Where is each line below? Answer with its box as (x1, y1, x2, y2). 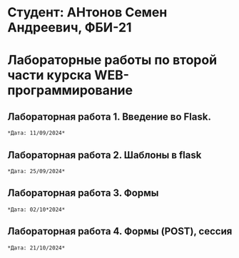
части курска (7, 67, 92, 83)
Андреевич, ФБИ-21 (7, 19, 132, 36)
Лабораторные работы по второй (7, 52, 218, 68)
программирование (7, 83, 133, 98)
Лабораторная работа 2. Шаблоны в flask (7, 149, 202, 161)
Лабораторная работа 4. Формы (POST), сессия (7, 225, 233, 237)
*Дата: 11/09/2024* (7, 130, 66, 137)
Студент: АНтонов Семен (7, 4, 168, 21)
